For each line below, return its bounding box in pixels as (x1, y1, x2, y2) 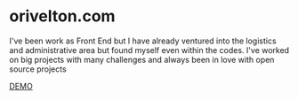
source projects (9, 64, 67, 74)
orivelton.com (9, 6, 116, 27)
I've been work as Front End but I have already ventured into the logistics (9, 35, 278, 46)
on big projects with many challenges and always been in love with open (9, 54, 275, 65)
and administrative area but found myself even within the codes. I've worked (9, 44, 290, 55)
